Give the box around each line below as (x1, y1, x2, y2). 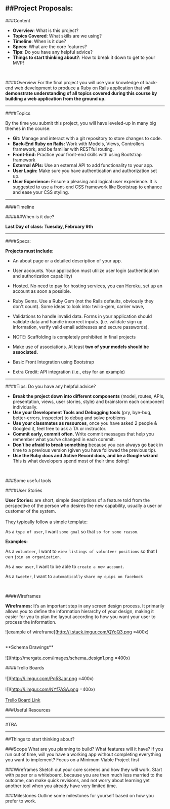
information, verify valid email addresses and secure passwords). (12, 324, 149, 330)
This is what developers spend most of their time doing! (12, 458, 129, 464)
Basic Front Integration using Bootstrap (12, 359, 95, 365)
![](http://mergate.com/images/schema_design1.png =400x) (5, 655, 131, 661)
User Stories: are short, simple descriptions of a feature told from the (5, 497, 150, 503)
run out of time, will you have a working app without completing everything (5, 751, 161, 757)
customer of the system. (5, 508, 57, 514)
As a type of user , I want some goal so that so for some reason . (5, 528, 139, 534)
